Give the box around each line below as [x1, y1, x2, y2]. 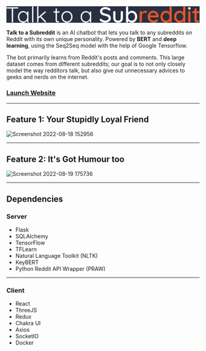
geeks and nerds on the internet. [6, 74, 89, 81]
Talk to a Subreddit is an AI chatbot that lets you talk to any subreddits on [6, 29, 193, 36]
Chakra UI [15, 320, 41, 327]
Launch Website [6, 89, 56, 97]
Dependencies [6, 194, 63, 204]
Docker [15, 339, 34, 347]
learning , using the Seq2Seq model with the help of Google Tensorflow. [6, 42, 188, 50]
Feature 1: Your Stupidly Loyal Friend [6, 115, 149, 124]
